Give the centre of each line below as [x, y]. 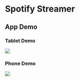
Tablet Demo [20, 41]
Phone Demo [20, 63]
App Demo [21, 27]
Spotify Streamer [40, 9]
